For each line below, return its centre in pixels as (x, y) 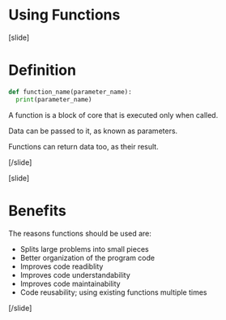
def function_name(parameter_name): (70, 92)
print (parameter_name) (54, 99)
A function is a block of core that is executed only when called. (113, 115)
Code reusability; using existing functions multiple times (113, 292)
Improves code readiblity (62, 266)
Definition (43, 70)
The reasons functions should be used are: (80, 233)
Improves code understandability (75, 275)
